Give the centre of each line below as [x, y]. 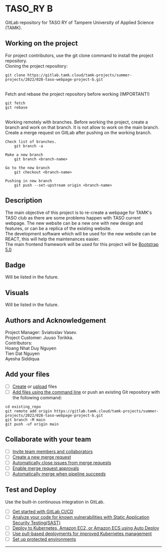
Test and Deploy [31, 490]
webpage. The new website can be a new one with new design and [74, 223]
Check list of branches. [31, 142]
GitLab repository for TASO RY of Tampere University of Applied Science [80, 22]
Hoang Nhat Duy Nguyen [31, 348]
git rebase [16, 108]
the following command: [37, 397]
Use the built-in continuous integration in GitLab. [55, 502]
